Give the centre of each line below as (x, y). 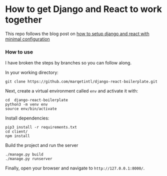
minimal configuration (27, 39)
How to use (19, 52)
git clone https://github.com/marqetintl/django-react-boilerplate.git (81, 82)
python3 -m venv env (27, 104)
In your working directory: (32, 72)
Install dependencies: (27, 118)
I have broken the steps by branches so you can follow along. (68, 63)
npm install (17, 136)
